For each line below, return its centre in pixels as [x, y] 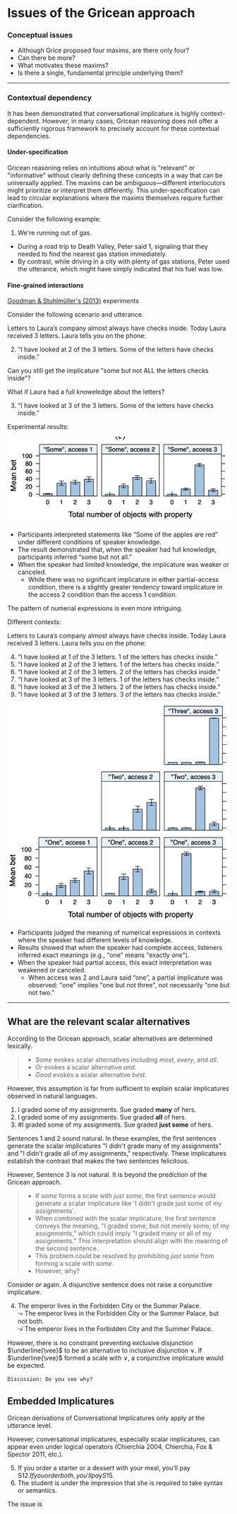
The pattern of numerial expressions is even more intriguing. [95, 609]
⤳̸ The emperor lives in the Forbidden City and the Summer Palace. [115, 1329]
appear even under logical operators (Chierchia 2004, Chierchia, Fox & [110, 1447]
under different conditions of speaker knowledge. [90, 542]
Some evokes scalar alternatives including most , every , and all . [127, 1060]
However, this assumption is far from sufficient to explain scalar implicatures [118, 1088]
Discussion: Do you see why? [50, 1380]
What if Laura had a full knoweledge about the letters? [86, 392]
